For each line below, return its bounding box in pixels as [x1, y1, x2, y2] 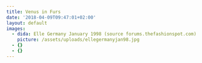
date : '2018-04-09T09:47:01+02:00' [6, 14, 96, 20]
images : [6, 25, 26, 32]
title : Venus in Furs [6, 8, 61, 15]
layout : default [6, 20, 47, 26]
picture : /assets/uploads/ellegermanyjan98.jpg [17, 37, 140, 43]
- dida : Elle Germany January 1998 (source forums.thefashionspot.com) [12, 31, 197, 37]
